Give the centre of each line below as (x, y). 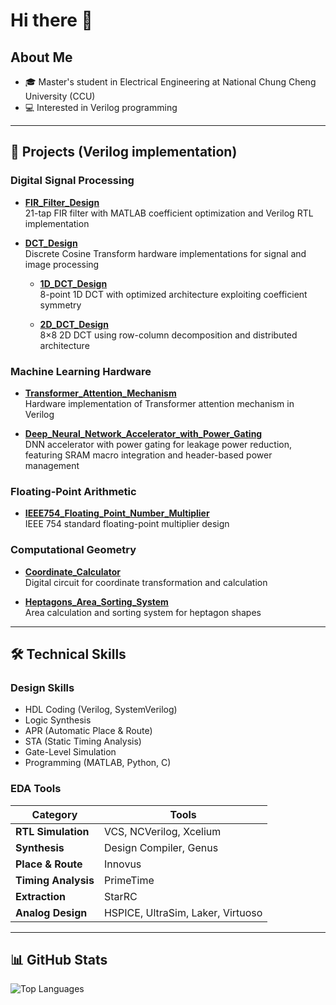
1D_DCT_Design (73, 283)
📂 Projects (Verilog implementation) (124, 152)
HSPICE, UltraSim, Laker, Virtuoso (183, 912)
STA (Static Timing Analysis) (83, 741)
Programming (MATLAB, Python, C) (98, 763)
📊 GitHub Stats (59, 959)
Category (54, 814)
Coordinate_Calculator (73, 571)
